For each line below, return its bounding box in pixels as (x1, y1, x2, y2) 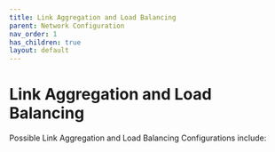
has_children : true (9, 37, 82, 47)
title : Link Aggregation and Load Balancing (9, 12, 177, 22)
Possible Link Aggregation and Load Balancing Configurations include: (9, 132, 267, 143)
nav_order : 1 (9, 29, 58, 38)
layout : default (9, 46, 69, 55)
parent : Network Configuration (9, 21, 125, 30)
